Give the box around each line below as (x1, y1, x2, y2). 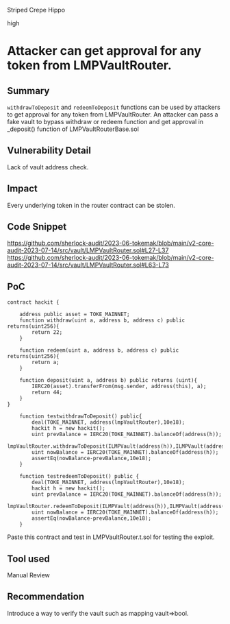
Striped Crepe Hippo (7, 6, 66, 14)
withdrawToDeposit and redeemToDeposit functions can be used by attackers (7, 103, 220, 111)
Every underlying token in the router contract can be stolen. (7, 201, 176, 209)
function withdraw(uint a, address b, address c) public (19, 317, 186, 324)
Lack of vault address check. (7, 163, 89, 171)
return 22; (31, 329, 63, 336)
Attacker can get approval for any (7, 43, 202, 59)
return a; (31, 359, 60, 366)
